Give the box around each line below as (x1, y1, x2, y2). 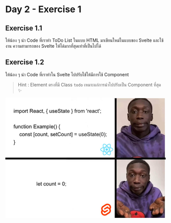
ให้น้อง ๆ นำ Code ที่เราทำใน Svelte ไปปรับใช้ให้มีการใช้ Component (5, 71, 129, 77)
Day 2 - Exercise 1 (5, 4, 81, 15)
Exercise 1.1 (5, 24, 42, 33)
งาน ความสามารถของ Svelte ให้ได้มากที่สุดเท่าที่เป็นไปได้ (5, 43, 101, 49)
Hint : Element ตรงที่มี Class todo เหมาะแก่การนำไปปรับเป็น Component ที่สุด (17, 81, 161, 87)
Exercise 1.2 (5, 58, 44, 67)
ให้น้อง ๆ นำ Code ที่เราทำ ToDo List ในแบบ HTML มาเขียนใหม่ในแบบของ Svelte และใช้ (5, 37, 164, 43)
